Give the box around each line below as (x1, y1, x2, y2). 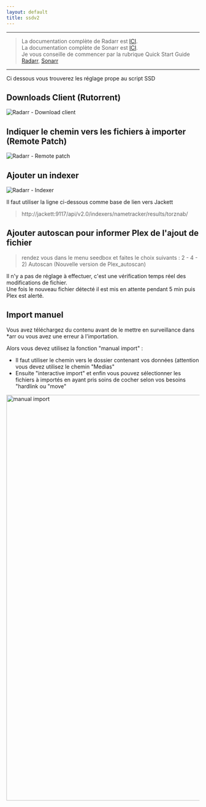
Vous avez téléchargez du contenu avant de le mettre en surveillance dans (6, 326, 195, 333)
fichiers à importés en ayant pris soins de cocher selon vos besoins (15, 376, 186, 383)
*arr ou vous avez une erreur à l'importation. (6, 332, 119, 340)
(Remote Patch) (6, 136, 67, 146)
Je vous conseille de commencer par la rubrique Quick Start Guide (21, 50, 190, 58)
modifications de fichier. (6, 279, 67, 286)
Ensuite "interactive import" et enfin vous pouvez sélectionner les (15, 369, 181, 376)
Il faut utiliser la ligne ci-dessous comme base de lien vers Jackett (6, 198, 174, 206)
